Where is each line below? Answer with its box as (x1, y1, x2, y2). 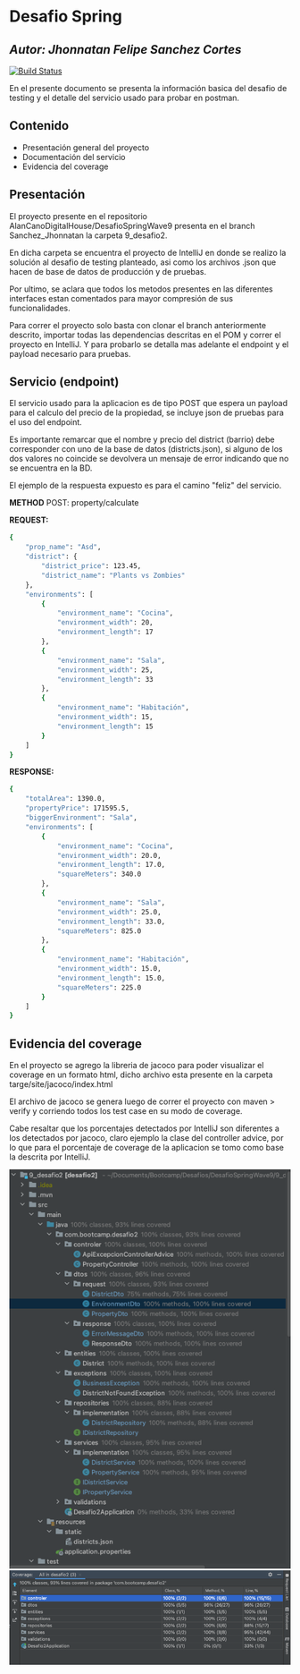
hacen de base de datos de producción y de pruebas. (9, 266, 207, 276)
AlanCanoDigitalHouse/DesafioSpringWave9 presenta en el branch (9, 220, 255, 231)
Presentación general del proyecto (21, 141, 150, 153)
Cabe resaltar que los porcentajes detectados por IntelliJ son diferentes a (9, 1123, 279, 1134)
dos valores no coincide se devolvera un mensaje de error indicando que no (9, 454, 289, 464)
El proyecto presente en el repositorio (9, 210, 147, 221)
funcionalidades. (9, 302, 71, 313)
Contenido (9, 118, 70, 133)
